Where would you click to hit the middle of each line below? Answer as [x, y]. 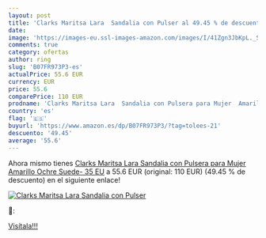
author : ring [30, 60]
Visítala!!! [23, 225]
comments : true [33, 45]
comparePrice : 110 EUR [46, 96]
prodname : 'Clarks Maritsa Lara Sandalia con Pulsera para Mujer [120, 104]
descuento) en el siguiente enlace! [65, 179]
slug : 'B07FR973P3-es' [46, 67]
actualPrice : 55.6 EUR [46, 74]
